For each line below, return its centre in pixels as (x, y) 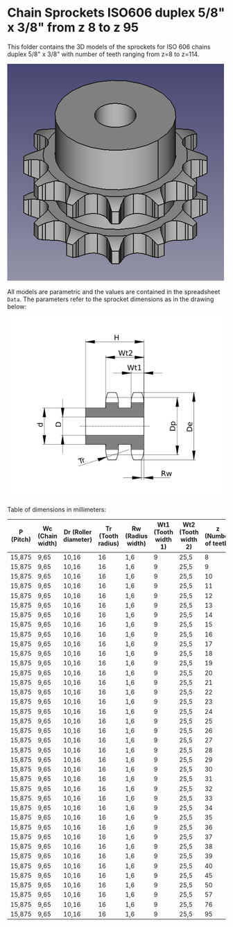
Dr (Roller (78, 532)
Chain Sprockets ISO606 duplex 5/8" (116, 13)
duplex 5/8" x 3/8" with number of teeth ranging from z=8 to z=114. (103, 54)
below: (17, 306)
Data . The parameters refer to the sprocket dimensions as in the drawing (111, 299)
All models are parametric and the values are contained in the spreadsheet (114, 291)
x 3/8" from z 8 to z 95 (73, 27)
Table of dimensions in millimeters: (57, 509)
